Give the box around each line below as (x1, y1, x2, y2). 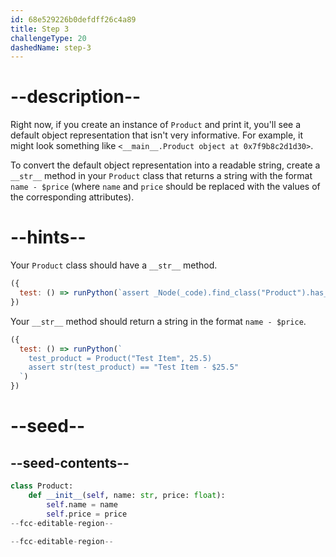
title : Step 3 (10, 24, 70, 34)
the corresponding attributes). (10, 191, 135, 203)
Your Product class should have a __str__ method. (10, 259, 218, 271)
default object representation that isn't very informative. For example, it (10, 129, 304, 141)
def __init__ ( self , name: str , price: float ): (28, 490, 226, 500)
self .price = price (46, 509, 128, 519)
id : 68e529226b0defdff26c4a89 (10, 14, 137, 25)
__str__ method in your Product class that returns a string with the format (10, 170, 313, 182)
